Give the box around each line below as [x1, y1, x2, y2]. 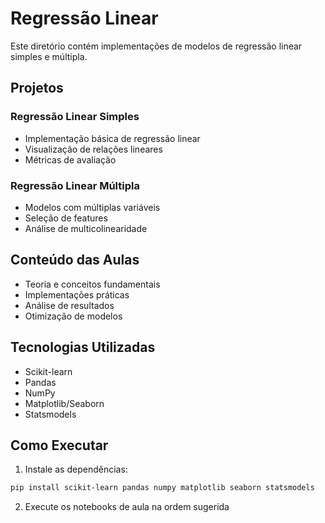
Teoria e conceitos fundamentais [24, 278, 161, 290]
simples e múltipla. [10, 50, 88, 62]
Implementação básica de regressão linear [24, 132, 201, 144]
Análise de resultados [24, 299, 115, 311]
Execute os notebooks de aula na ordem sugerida [24, 501, 230, 513]
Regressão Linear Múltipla [10, 178, 140, 192]
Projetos [10, 80, 64, 97]
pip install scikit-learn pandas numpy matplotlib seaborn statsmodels [10, 483, 315, 493]
